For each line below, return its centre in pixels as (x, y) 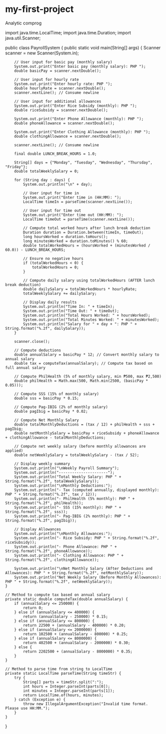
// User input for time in (51, 193)
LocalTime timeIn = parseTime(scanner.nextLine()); (78, 202)
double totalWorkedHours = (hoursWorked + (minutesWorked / (87, 245)
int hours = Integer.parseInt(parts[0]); (67, 686)
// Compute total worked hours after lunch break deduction (87, 228)
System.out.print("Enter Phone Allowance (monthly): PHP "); (79, 119)
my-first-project (39, 9)
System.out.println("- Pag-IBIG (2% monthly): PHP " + (72, 516)
